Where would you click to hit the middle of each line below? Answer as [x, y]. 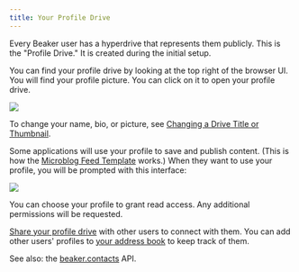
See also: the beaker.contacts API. [73, 258]
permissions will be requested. [66, 213]
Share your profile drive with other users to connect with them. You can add [150, 231]
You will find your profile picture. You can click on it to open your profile [142, 80]
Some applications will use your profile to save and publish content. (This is [149, 150]
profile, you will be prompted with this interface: [98, 170]
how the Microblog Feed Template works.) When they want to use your [141, 160]
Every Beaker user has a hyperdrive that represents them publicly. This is [145, 43]
